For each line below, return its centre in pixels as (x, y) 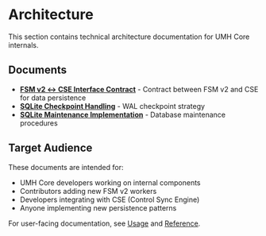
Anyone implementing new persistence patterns (98, 207)
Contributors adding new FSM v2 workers (88, 191)
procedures (39, 123)
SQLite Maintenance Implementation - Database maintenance (123, 114)
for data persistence (53, 98)
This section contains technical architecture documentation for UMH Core (129, 37)
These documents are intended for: (66, 167)
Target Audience (50, 148)
